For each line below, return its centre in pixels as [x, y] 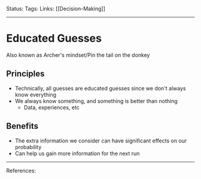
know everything [36, 95]
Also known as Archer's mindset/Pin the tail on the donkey [78, 55]
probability [28, 147]
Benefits [22, 126]
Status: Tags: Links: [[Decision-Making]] [56, 9]
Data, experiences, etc [51, 107]
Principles [25, 74]
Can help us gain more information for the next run [77, 153]
